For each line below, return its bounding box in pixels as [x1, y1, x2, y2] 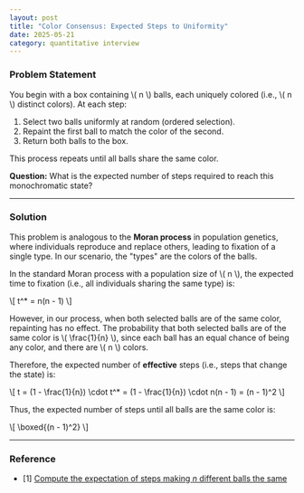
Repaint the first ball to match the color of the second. [22, 126, 224, 137]
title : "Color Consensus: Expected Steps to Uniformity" [9, 22, 229, 31]
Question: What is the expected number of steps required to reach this [9, 170, 274, 181]
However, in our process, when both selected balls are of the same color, [9, 313, 282, 324]
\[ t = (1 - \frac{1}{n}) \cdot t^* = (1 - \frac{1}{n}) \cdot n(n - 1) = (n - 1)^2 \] [9, 386, 285, 397]
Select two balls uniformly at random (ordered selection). [22, 116, 235, 127]
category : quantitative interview [9, 38, 140, 48]
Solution [9, 211, 48, 223]
